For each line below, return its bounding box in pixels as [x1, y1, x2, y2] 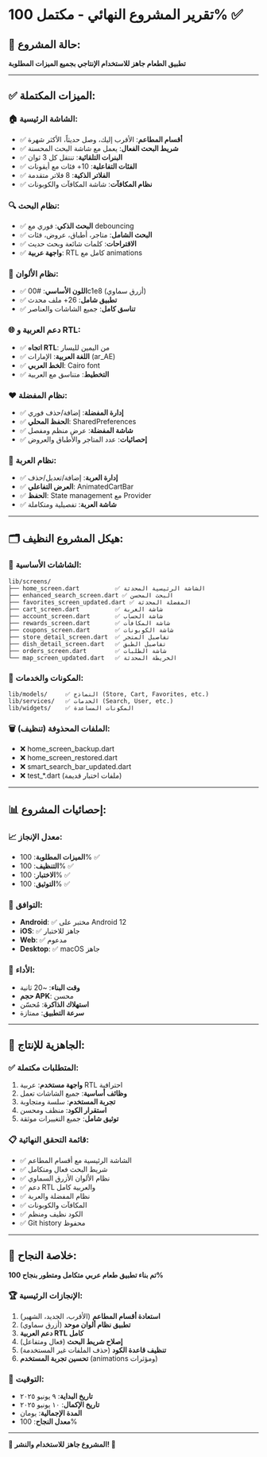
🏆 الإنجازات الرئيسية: [8, 1290, 83, 1301]
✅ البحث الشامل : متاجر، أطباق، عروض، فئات [19, 230, 153, 239]
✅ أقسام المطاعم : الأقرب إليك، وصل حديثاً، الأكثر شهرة [19, 134, 183, 144]
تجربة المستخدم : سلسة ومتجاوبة [19, 1097, 116, 1107]
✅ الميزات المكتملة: [8, 89, 96, 102]
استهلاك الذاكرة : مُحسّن [19, 999, 90, 1009]
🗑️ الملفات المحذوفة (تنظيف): [8, 723, 110, 734]
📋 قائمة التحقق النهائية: [8, 1134, 90, 1146]
